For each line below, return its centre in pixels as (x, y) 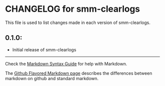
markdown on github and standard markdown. (52, 78)
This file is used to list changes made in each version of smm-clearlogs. (78, 22)
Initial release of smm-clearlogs (44, 49)
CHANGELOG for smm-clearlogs (73, 9)
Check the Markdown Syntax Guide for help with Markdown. (66, 64)
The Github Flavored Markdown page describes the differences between (79, 73)
